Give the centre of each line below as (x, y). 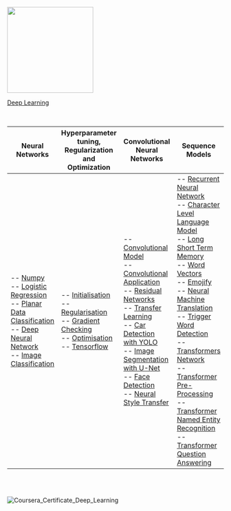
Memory (190, 256)
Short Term (195, 248)
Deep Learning (28, 102)
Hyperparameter (89, 133)
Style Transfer (146, 402)
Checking (77, 329)
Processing (195, 394)
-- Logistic (29, 286)
